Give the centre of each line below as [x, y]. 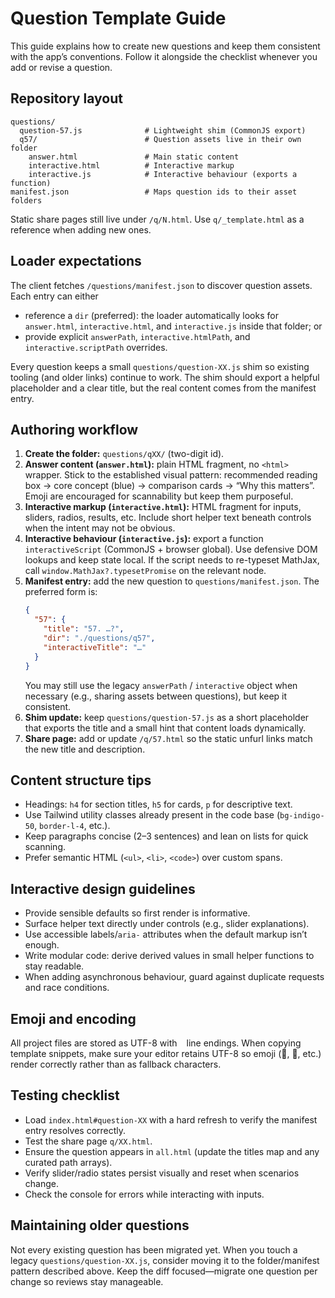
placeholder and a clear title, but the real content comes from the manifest [163, 388]
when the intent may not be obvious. [100, 528]
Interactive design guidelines [103, 888]
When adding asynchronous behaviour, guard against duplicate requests [174, 977]
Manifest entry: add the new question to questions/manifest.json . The [172, 581]
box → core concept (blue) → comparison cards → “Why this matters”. [169, 486]
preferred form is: [61, 592]
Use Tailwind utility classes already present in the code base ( [152, 815]
